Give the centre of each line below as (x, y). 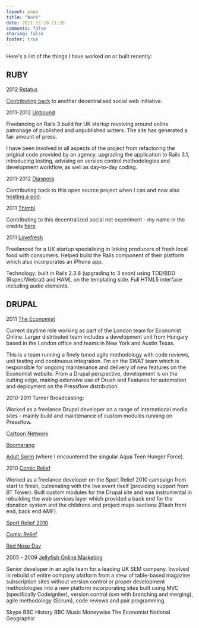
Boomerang (20, 445)
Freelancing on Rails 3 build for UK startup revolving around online (87, 124)
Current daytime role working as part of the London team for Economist (94, 330)
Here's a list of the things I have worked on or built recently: (79, 56)
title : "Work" (24, 17)
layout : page (22, 12)
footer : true (22, 39)
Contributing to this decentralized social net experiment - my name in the (96, 219)
